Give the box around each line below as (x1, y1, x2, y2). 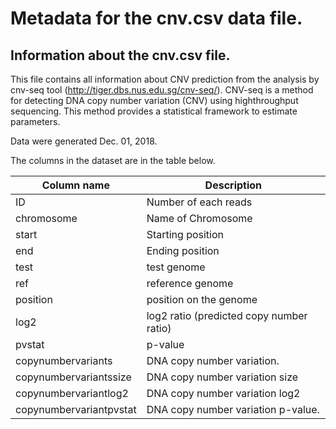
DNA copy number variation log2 (146, 387, 301, 400)
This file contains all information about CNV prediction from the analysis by (10, 73, 320, 85)
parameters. (10, 116, 61, 127)
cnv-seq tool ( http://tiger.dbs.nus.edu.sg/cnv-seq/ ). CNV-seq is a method (10, 84, 314, 96)
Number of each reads (146, 195, 253, 209)
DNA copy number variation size (146, 370, 299, 384)
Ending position (146, 244, 220, 257)
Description (204, 178, 263, 192)
